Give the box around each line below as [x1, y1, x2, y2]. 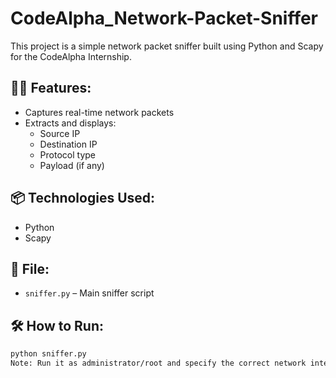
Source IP [39, 127, 81, 139]
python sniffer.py [10, 349, 87, 359]
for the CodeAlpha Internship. [10, 50, 132, 62]
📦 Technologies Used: [10, 190, 156, 207]
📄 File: [10, 260, 50, 277]
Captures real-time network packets [24, 106, 175, 118]
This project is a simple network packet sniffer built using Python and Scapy [10, 40, 324, 52]
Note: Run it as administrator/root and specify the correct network [10, 358, 307, 369]
